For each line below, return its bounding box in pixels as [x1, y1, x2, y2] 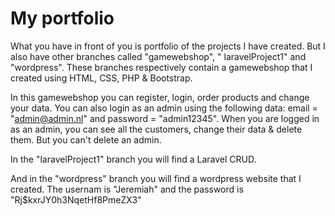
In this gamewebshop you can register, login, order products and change [10, 91, 310, 103]
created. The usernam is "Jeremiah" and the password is [10, 183, 244, 195]
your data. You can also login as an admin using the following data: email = [10, 102, 318, 114]
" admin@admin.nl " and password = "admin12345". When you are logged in [10, 112, 320, 124]
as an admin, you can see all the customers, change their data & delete [10, 123, 303, 135]
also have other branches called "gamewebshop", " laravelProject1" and [10, 50, 307, 62]
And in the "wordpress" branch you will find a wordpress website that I [10, 172, 302, 184]
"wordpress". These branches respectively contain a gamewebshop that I [10, 61, 313, 73]
